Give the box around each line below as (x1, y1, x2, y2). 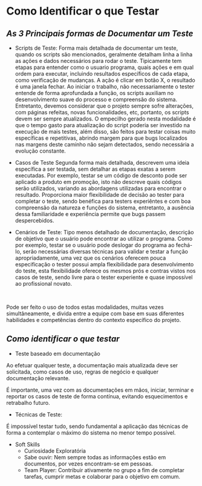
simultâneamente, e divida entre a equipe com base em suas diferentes (6, 310, 184, 317)
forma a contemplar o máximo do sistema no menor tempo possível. (6, 429, 176, 436)
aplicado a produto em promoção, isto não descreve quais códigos (15, 179, 182, 185)
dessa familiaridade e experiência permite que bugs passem (15, 211, 166, 217)
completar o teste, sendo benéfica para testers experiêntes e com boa (15, 198, 191, 205)
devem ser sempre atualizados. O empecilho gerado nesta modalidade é (15, 115, 197, 122)
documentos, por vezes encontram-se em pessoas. (24, 460, 153, 467)
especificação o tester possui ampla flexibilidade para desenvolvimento (15, 261, 194, 268)
